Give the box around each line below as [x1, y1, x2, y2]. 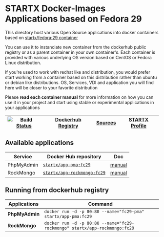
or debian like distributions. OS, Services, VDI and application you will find [5, 79, 154, 86]
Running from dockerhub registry [5, 186, 109, 194]
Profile [131, 122, 147, 129]
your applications [5, 105, 40, 110]
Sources [96, 119, 116, 126]
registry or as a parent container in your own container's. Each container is [5, 49, 155, 55]
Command [88, 200, 113, 207]
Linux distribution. [5, 60, 41, 65]
